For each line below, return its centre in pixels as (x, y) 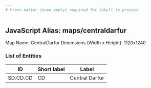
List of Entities (24, 56)
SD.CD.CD (20, 78)
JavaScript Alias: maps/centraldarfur (66, 31)
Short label (51, 69)
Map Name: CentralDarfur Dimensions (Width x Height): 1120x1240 (75, 43)
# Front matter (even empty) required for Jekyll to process (72, 10)
